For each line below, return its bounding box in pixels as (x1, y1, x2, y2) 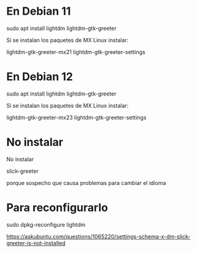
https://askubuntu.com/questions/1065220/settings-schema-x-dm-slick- (6, 233, 191, 240)
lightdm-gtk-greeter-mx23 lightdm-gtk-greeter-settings (6, 113, 147, 121)
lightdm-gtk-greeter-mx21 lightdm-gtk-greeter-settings (6, 48, 145, 56)
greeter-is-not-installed (6, 239, 66, 246)
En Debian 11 (6, 4, 71, 18)
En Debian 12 (6, 70, 74, 84)
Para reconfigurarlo (6, 201, 109, 214)
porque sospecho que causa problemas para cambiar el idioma (6, 179, 166, 186)
